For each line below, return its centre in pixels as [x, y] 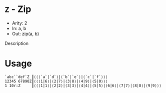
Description [16, 43]
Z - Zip [18, 9]
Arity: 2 [19, 23]
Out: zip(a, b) [25, 33]
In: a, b [19, 28]
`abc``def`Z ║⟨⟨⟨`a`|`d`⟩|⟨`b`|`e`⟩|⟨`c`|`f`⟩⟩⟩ [56, 77]
